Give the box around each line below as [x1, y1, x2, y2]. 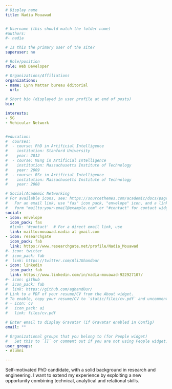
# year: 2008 [5, 182, 40, 187]
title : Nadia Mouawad [5, 12, 52, 17]
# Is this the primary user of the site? [5, 45, 95, 50]
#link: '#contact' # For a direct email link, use [10, 225, 123, 230]
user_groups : [5, 343, 33, 348]
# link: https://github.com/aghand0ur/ [5, 286, 93, 292]
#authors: [5, 31, 27, 36]
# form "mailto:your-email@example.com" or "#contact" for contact [5, 205, 157, 211]
